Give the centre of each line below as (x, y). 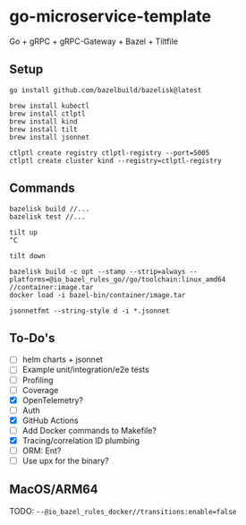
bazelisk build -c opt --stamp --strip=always (98, 271)
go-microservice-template (110, 17)
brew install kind (43, 121)
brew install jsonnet (50, 137)
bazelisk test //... (48, 217)
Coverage (40, 390)
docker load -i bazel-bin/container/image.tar (98, 295)
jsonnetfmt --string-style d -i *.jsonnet (89, 311)
